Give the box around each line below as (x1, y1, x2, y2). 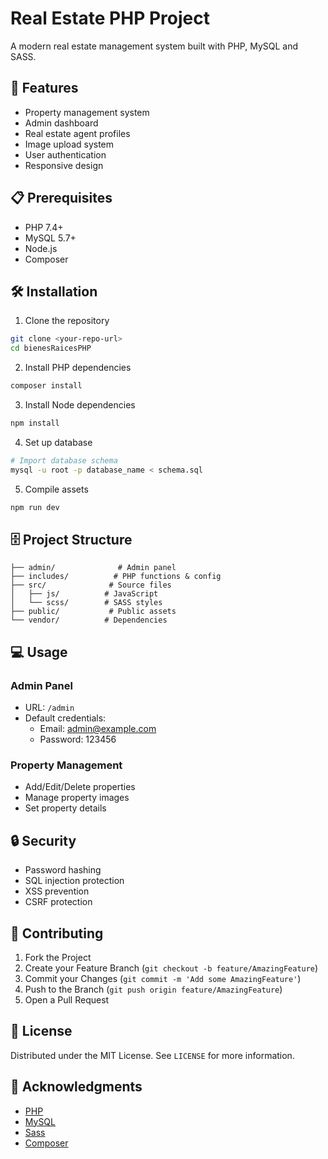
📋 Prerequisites (10, 190, 113, 207)
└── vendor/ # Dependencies (10, 615, 168, 626)
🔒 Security (10, 832, 77, 849)
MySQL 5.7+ (24, 232, 77, 244)
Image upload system (24, 138, 115, 150)
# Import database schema (10, 455, 118, 466)
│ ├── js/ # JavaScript (10, 589, 159, 599)
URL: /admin (24, 702, 75, 713)
